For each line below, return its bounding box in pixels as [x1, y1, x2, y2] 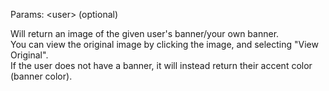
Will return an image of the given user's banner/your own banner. [10, 28, 280, 39]
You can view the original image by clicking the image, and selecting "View [10, 39, 319, 50]
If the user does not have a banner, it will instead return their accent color [10, 60, 313, 71]
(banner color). [10, 70, 73, 82]
